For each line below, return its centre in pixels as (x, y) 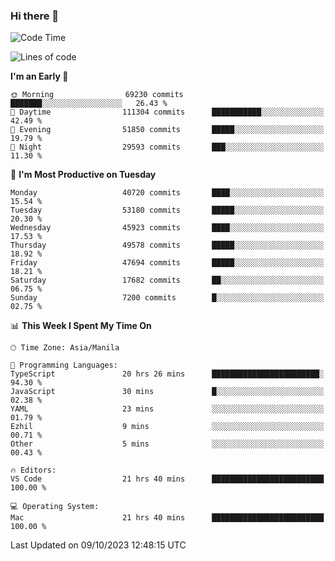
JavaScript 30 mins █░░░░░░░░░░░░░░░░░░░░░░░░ (167, 392)
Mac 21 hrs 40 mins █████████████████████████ (167, 518)
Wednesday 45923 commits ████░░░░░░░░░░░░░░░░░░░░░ (167, 228)
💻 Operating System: (55, 507)
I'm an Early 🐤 (39, 76)
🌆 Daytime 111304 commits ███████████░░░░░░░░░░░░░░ (167, 112)
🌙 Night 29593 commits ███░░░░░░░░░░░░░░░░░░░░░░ (167, 147)
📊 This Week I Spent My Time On (81, 326)
